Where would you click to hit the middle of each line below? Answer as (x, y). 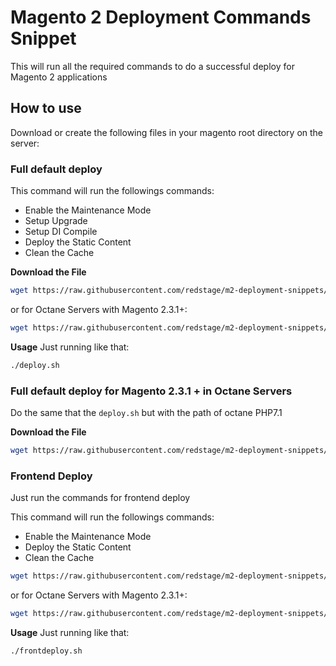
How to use (46, 108)
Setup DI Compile (61, 232)
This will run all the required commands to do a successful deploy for (152, 66)
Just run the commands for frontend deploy (100, 498)
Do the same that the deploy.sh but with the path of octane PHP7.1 (146, 412)
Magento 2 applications (59, 77)
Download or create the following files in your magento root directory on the (167, 132)
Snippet (43, 38)
